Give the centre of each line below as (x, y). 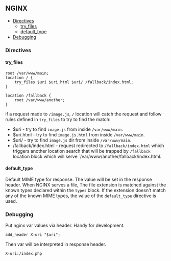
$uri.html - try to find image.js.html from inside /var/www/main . (79, 134)
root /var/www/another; (40, 100)
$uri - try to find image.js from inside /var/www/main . (68, 129)
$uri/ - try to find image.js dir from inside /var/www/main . (72, 140)
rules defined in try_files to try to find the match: (58, 119)
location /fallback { (28, 96)
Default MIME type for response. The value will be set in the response (79, 180)
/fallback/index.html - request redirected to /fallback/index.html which (88, 146)
